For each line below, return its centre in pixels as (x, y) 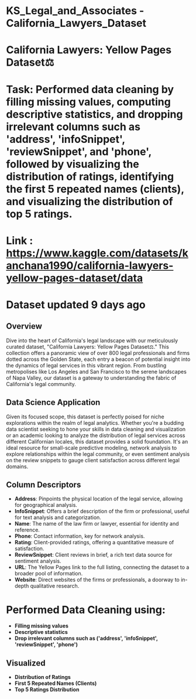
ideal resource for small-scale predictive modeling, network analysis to (92, 448)
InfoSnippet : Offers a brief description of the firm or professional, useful (102, 512)
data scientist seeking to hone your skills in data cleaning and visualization (96, 429)
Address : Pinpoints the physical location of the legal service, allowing (99, 499)
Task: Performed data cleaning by (90, 89)
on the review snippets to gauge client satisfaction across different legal (93, 460)
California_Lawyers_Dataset (76, 23)
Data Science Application (53, 403)
